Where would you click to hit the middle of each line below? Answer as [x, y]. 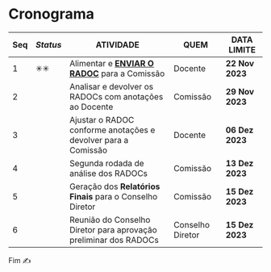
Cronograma [51, 14]
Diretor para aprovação [113, 229]
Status [49, 44]
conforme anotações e [113, 130]
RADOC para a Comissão [117, 73]
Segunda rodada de [107, 163]
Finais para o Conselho [114, 196]
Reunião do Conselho [110, 220]
